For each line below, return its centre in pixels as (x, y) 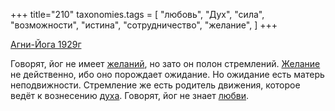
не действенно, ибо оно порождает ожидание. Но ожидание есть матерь (167, 74)
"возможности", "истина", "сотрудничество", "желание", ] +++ (144, 25)
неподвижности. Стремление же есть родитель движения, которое (155, 85)
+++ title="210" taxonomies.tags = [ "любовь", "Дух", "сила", (137, 14)
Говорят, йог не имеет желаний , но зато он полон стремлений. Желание (165, 63)
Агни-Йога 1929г (46, 44)
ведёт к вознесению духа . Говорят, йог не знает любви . (130, 95)
